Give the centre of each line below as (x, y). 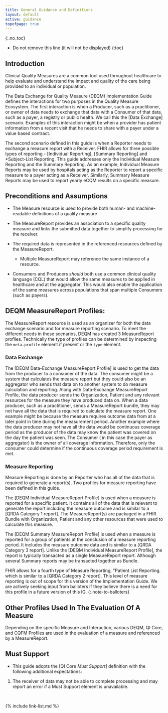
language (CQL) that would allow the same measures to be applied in (84, 279)
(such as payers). (30, 295)
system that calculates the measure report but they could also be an (76, 379)
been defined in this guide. (33, 488)
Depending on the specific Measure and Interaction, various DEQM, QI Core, (84, 628)
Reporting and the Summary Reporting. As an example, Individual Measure (82, 165)
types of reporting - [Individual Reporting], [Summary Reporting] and (76, 154)
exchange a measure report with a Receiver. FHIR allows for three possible (82, 149)
